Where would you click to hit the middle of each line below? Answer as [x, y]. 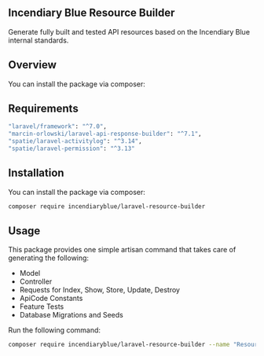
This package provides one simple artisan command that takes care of [122, 250]
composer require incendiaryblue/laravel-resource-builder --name [119, 345]
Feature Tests [42, 306]
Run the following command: [54, 330]
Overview [33, 65]
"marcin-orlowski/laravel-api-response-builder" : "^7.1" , [105, 134]
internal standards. [38, 40]
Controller [36, 281]
